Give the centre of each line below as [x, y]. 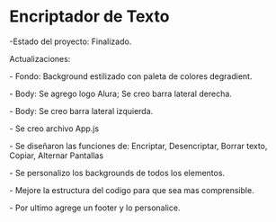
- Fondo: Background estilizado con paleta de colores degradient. [131, 76]
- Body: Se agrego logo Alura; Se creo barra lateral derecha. [120, 93]
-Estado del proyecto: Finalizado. [71, 41]
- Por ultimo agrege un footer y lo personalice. [95, 208]
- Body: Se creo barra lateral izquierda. [81, 111]
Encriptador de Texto [89, 17]
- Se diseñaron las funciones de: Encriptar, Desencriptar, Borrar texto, [138, 146]
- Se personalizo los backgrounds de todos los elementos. [117, 173]
